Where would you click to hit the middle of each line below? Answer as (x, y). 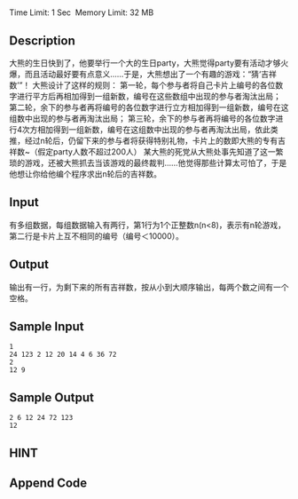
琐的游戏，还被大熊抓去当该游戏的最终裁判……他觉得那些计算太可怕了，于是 (148, 163)
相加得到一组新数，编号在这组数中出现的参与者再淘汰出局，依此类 (158, 130)
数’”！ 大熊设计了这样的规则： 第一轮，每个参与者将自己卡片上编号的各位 (142, 85)
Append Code (48, 483)
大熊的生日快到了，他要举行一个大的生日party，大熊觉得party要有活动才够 (145, 63)
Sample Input (47, 327)
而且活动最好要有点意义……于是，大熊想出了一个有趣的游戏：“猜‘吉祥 (151, 74)
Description (42, 40)
